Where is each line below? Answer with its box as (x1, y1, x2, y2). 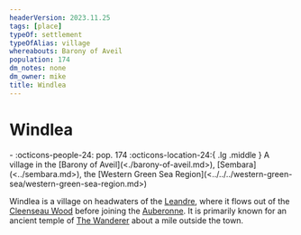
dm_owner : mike (9, 72, 67, 81)
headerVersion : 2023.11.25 (9, 13, 111, 23)
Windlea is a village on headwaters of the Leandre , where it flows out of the (9, 195, 290, 206)
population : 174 (9, 55, 70, 64)
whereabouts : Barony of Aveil (9, 47, 123, 56)
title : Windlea (9, 80, 67, 89)
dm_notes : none (9, 64, 67, 73)
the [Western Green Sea (84, 168, 174, 179)
